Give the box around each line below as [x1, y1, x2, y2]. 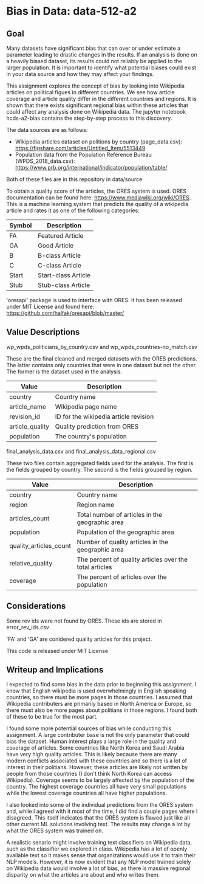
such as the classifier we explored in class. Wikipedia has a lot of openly [6, 845, 188, 852]
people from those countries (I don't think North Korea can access [6, 770, 172, 778]
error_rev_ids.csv [6, 623, 50, 630]
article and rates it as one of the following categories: [6, 207, 140, 214]
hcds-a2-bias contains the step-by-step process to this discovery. [6, 114, 172, 122]
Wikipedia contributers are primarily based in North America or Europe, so [6, 700, 192, 708]
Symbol [9, 221, 32, 229]
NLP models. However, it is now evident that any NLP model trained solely [6, 858, 191, 866]
